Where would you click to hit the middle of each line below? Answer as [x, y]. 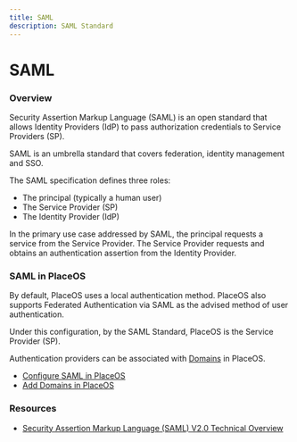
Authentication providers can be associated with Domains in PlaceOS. [137, 359]
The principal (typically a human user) [92, 197]
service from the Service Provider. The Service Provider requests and [137, 243]
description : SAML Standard [62, 26]
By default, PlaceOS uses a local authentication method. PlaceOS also [138, 296]
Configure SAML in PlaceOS [74, 376]
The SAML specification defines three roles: [90, 180]
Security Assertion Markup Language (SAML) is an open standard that [138, 117]
